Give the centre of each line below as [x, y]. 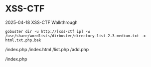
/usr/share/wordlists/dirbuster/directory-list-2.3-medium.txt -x [75, 36]
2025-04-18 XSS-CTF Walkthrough [41, 22]
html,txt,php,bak [23, 40]
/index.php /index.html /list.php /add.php [47, 49]
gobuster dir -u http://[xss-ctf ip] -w [48, 31]
